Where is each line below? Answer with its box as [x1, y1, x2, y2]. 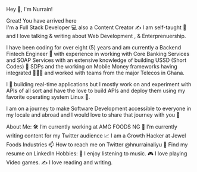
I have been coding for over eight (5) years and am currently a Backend [6, 44, 182, 51]
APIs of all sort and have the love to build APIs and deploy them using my [6, 87, 186, 94]
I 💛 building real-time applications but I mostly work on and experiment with [6, 81, 192, 87]
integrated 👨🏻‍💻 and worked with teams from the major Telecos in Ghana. [6, 69, 185, 76]
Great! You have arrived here [6, 17, 77, 24]
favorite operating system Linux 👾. [6, 93, 90, 101]
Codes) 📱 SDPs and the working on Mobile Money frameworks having [6, 63, 177, 70]
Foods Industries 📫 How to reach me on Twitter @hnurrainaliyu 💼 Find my [6, 141, 188, 148]
